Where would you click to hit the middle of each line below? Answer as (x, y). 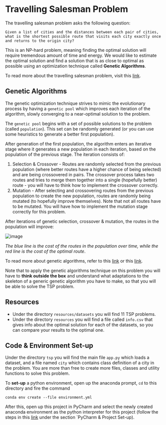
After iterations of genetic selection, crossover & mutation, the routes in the (82, 221)
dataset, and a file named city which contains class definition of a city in (80, 363)
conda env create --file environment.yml (49, 398)
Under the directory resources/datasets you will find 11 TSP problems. (84, 314)
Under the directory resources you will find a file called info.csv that (83, 319)
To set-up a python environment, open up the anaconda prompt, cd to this (81, 383)
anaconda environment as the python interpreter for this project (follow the (82, 412)
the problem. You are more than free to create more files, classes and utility (83, 368)
